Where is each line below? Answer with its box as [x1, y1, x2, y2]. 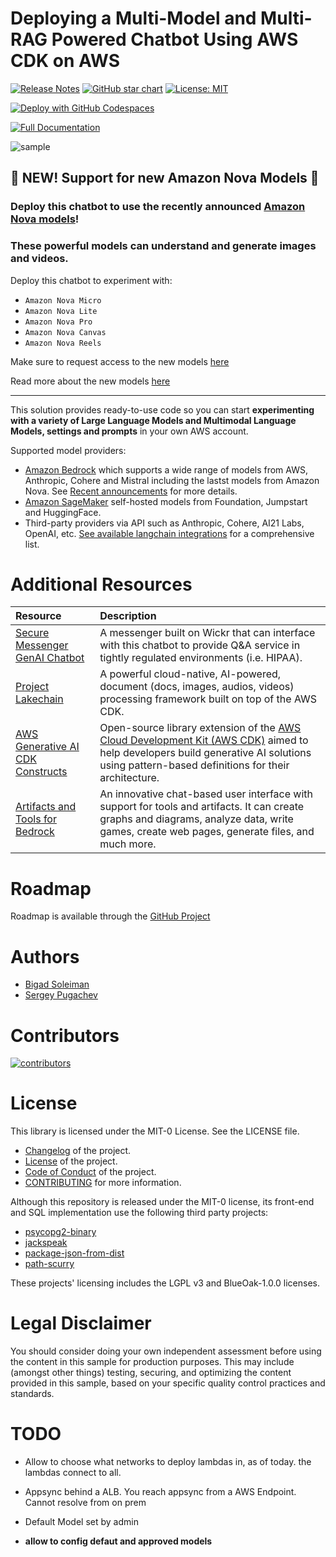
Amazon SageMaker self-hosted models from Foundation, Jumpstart [24, 495, 308, 507]
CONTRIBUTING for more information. [24, 1177, 182, 1189]
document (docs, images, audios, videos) [99, 680, 295, 694]
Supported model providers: [10, 444, 127, 456]
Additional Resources [10, 573, 193, 596]
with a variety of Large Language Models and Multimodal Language [10, 414, 297, 426]
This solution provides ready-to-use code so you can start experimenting [10, 403, 315, 416]
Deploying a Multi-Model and [10, 7, 257, 30]
